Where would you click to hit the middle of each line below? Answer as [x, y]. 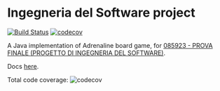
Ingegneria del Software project [101, 13]
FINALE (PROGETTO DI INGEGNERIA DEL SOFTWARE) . [87, 53]
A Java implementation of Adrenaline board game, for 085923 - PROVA [110, 45]
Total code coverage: [38, 80]
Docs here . [23, 66]
